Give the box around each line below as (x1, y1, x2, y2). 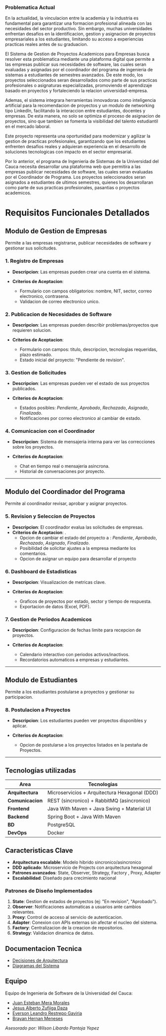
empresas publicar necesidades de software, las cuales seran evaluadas (5, 169, 153, 175)
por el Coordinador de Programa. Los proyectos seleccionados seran (5, 174, 146, 180)
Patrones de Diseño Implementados (5, 887, 93, 894)
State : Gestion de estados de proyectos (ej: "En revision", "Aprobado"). (12, 899, 158, 905)
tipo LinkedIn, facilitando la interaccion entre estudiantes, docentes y (5, 108, 146, 114)
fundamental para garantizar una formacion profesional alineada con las (5, 20, 152, 26)
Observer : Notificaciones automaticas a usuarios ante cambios (12, 904, 141, 910)
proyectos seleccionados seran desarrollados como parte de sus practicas (5, 77, 158, 83)
